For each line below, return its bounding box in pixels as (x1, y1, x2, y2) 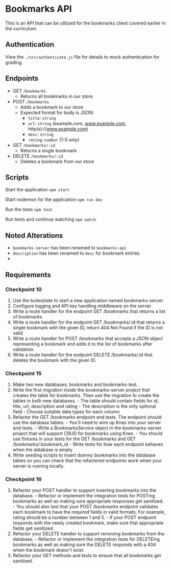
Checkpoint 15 (5, 370, 42, 377)
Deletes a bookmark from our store (20, 158, 94, 164)
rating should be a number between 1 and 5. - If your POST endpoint (12, 514, 157, 520)
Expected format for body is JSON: (20, 109, 94, 116)
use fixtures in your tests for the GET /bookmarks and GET (12, 436, 136, 442)
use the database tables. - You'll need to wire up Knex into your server (12, 420, 161, 426)
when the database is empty (12, 447, 73, 453)
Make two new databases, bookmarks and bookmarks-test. (12, 381, 138, 388)
